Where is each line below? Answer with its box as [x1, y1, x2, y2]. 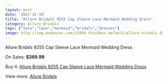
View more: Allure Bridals [5, 73, 57, 79]
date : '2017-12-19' [5, 12, 46, 17]
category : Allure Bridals [5, 21, 59, 26]
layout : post [5, 7, 32, 12]
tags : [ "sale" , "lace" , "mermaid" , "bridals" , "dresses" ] [5, 26, 120, 31]
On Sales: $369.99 [5, 54, 45, 60]
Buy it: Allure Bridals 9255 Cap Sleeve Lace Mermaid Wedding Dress [5, 63, 146, 69]
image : [5, 30, 19, 35]
